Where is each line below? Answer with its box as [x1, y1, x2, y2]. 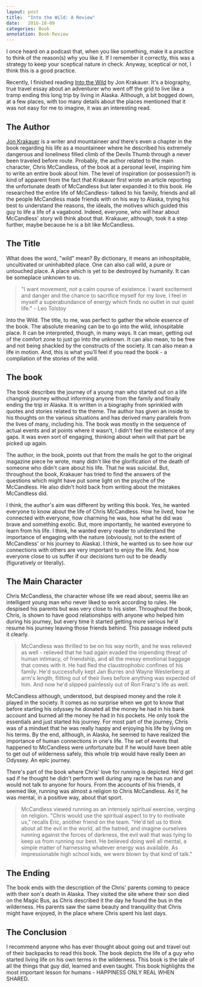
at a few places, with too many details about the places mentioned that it [6, 98, 186, 106]
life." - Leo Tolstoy [20, 304, 67, 312]
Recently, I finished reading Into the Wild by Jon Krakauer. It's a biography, [6, 79, 191, 86]
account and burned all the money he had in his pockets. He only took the [6, 712, 189, 719]
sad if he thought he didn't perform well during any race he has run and [6, 775, 183, 782]
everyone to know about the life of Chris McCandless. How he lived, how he [6, 508, 194, 515]
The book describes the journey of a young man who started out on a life [6, 388, 188, 396]
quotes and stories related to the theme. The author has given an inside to [6, 408, 189, 415]
